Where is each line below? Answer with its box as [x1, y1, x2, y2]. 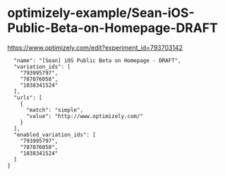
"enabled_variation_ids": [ [13, 131, 97, 139]
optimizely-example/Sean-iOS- [7, 5, 195, 21]
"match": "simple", [25, 106, 83, 114]
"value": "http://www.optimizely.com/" [25, 112, 143, 119]
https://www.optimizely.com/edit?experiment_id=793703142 [7, 43, 183, 52]
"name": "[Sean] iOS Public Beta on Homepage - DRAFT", [13, 57, 181, 64]
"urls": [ [13, 94, 42, 101]
